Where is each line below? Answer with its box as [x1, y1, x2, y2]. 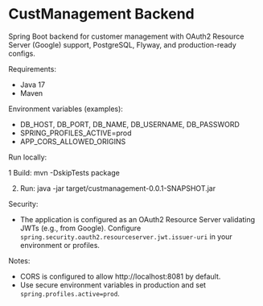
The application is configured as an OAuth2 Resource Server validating [19, 214, 256, 224]
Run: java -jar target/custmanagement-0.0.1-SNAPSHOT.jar [19, 183, 216, 193]
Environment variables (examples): [8, 104, 123, 114]
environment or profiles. [19, 240, 101, 250]
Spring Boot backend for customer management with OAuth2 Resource [8, 31, 245, 41]
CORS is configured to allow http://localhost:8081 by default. [19, 271, 221, 281]
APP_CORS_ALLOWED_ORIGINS [19, 136, 126, 146]
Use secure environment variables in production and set [19, 279, 207, 290]
